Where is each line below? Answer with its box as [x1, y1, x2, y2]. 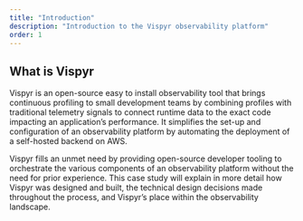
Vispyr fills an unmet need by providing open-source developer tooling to [9, 153, 282, 164]
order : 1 [9, 30, 43, 39]
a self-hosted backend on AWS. [9, 136, 128, 147]
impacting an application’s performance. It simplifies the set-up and [9, 117, 261, 128]
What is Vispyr [9, 63, 95, 79]
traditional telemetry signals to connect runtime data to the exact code [9, 107, 271, 118]
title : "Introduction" [9, 13, 95, 23]
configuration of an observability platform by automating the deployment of [9, 126, 290, 137]
